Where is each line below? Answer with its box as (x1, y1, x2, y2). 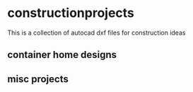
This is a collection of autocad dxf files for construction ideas (7, 28, 186, 37)
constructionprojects (7, 5, 134, 21)
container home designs (7, 49, 117, 61)
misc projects (7, 73, 69, 85)
